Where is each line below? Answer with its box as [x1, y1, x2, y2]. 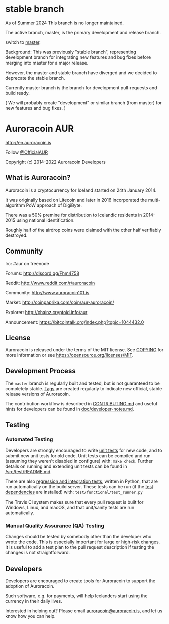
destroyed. [5, 232, 28, 238]
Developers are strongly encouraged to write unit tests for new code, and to [5, 447, 162, 453]
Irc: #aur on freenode [5, 260, 49, 266]
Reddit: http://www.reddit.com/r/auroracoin [5, 280, 95, 286]
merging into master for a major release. [5, 59, 89, 66]
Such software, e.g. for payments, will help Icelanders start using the [5, 593, 148, 599]
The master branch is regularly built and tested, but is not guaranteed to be [5, 380, 160, 386]
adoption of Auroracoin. [5, 583, 55, 589]
